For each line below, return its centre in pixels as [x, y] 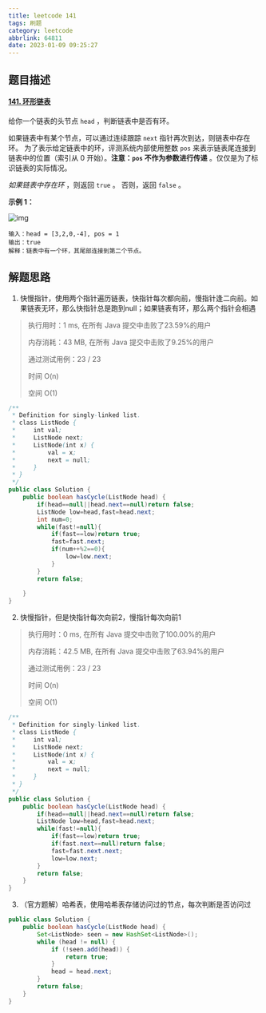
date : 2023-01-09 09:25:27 [53, 46]
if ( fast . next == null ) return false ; [108, 844]
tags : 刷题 [25, 23]
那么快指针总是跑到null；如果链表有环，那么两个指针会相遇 [159, 308]
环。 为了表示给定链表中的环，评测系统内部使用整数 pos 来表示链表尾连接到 [132, 148]
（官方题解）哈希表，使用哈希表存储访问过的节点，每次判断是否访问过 [135, 904]
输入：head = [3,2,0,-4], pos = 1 [64, 234]
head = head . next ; [81, 971]
